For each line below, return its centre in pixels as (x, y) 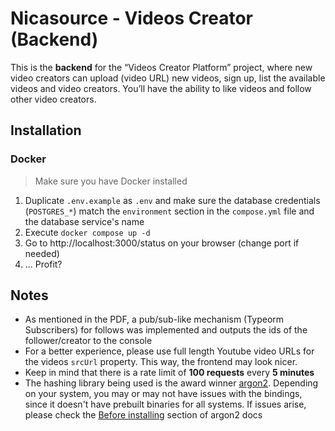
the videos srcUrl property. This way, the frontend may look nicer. (161, 362)
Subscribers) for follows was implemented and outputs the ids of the (166, 330)
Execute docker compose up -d (87, 232)
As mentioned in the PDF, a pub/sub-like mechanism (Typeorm (154, 319)
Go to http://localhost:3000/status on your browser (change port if (162, 243)
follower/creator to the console (88, 341)
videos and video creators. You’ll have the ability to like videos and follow (161, 88)
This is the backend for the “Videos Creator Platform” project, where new (161, 67)
